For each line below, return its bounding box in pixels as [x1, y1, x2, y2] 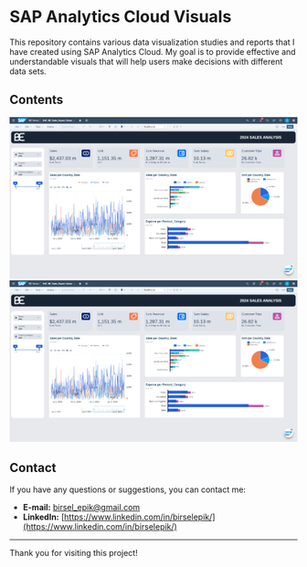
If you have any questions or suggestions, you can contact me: [9, 484, 247, 495]
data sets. [9, 66, 48, 77]
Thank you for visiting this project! [9, 548, 139, 559]
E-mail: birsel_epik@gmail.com [22, 502, 141, 513]
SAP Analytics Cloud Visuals [9, 6, 232, 27]
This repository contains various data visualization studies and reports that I [9, 37, 295, 47]
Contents [9, 92, 64, 108]
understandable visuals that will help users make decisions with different [9, 56, 283, 67]
